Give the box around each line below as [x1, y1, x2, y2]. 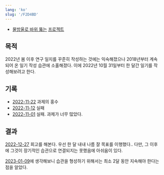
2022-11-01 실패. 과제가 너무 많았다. [12, 111, 83, 117]
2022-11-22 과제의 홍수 [12, 99, 58, 105]
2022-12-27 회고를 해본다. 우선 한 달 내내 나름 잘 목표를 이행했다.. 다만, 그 [5, 141, 149, 147]
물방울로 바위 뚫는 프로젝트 [12, 26, 64, 32]
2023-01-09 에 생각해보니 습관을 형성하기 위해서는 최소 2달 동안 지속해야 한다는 [5, 158, 160, 164]
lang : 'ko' [5, 7, 28, 12]
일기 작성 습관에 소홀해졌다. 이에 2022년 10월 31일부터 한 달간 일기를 [19, 63, 153, 69]
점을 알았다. [5, 164, 28, 170]
